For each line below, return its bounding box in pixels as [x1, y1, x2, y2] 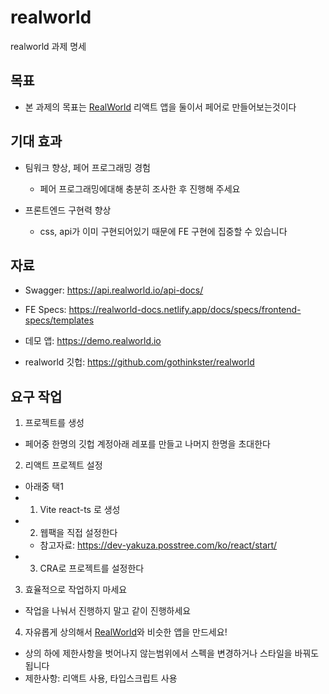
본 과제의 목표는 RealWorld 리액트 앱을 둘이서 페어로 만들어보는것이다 [24, 101, 297, 113]
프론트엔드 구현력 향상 [24, 204, 112, 216]
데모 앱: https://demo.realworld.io [24, 335, 162, 347]
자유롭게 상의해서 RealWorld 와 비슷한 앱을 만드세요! [24, 626, 228, 638]
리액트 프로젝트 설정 [24, 459, 103, 471]
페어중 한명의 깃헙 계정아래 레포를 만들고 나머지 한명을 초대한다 [24, 438, 271, 450]
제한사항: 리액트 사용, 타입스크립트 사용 [24, 672, 178, 685]
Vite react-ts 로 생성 [39, 504, 121, 516]
